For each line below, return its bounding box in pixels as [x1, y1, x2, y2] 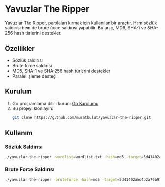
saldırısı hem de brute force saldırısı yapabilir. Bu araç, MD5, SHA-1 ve [5, 25, 146, 30]
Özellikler [5, 44, 35, 53]
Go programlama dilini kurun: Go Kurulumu [12, 100, 99, 106]
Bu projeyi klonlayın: [12, 106, 54, 111]
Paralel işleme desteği [12, 73, 57, 79]
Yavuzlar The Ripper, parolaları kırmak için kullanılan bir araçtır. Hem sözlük [5, 20, 157, 26]
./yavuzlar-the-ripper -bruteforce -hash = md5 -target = [5, 177, 120, 182]
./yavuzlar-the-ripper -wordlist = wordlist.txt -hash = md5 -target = [5, 155, 144, 160]
